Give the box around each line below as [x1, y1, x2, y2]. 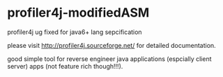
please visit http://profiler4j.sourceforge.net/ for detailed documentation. [7, 41, 216, 49]
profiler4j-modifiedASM [7, 5, 150, 21]
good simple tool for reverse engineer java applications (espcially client [7, 54, 212, 63]
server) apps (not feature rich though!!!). [7, 62, 123, 70]
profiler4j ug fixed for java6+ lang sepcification [7, 28, 142, 36]
